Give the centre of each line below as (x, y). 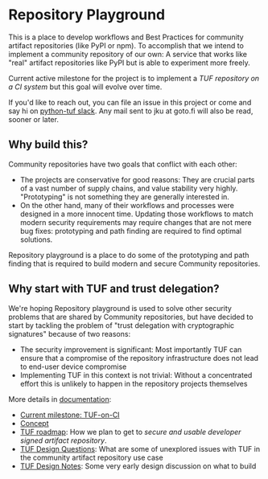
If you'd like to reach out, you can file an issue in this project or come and (130, 102)
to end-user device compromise (73, 366)
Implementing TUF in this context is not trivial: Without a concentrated (136, 375)
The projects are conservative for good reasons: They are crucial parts (137, 179)
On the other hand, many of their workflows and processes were (127, 205)
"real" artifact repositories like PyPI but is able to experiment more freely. (130, 63)
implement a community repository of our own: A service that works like (128, 54)
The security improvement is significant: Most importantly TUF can (131, 349)
